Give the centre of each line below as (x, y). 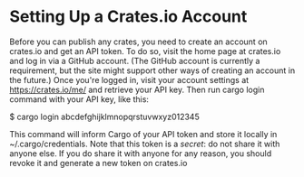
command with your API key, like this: (79, 99)
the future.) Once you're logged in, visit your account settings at (129, 79)
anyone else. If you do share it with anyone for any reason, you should (141, 153)
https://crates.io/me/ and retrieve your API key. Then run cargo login (137, 89)
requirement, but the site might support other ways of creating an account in (152, 70)
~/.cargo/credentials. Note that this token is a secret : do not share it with (145, 144)
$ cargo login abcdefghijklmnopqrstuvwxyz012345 (104, 116)
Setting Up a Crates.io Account (128, 17)
